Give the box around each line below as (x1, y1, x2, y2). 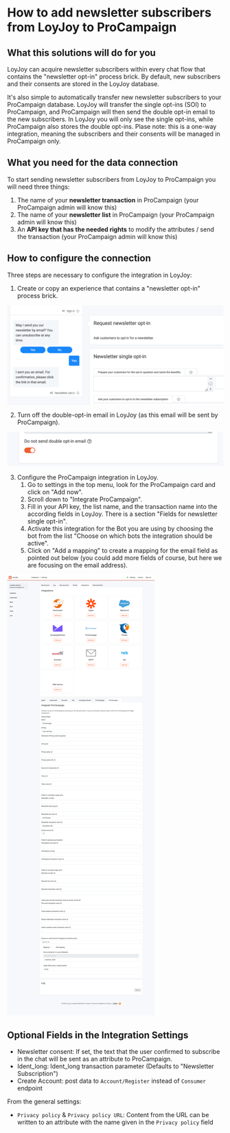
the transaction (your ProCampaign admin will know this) (16, 232, 178, 240)
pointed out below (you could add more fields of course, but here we (27, 554, 222, 562)
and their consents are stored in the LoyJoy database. (7, 80, 160, 87)
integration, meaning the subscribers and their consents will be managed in (7, 129, 221, 138)
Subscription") (16, 1069, 58, 1077)
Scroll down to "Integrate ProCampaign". (27, 495, 143, 503)
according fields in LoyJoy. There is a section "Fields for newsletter (27, 510, 218, 518)
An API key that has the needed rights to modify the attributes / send (16, 225, 215, 233)
